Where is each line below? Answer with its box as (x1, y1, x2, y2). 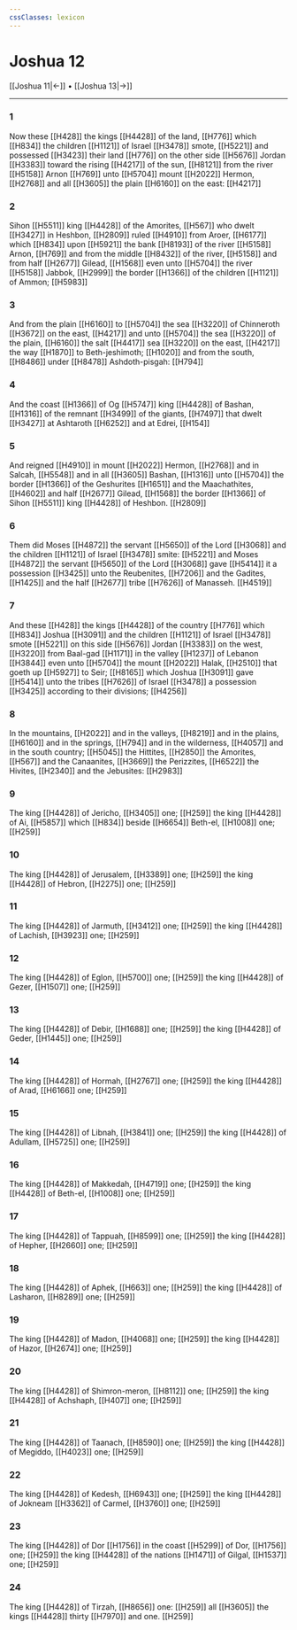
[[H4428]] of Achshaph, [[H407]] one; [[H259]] (9, 1394, 182, 1405)
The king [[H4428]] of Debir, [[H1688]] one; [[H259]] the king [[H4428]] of (9, 1024, 281, 1035)
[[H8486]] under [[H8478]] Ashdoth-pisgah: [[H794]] (9, 356, 204, 368)
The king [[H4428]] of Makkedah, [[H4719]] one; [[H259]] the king (9, 1179, 252, 1190)
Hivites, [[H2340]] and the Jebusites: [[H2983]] (9, 765, 183, 776)
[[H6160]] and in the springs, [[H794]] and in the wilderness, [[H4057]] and (9, 737, 284, 748)
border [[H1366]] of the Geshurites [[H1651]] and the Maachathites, (9, 479, 254, 490)
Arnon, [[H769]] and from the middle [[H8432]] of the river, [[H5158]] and (9, 249, 278, 260)
